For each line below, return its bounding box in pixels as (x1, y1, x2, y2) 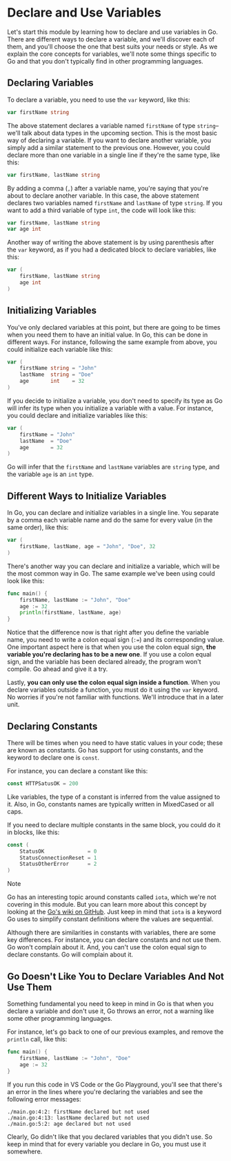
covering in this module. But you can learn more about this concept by (7, 900, 207, 909)
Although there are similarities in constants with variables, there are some (7, 928, 216, 937)
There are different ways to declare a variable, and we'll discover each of (7, 35, 215, 43)
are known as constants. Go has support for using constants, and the (7, 746, 203, 754)
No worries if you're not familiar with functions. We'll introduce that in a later (7, 693, 224, 701)
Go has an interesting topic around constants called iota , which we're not (7, 893, 217, 901)
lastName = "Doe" (19, 437, 72, 444)
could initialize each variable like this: (7, 345, 113, 353)
